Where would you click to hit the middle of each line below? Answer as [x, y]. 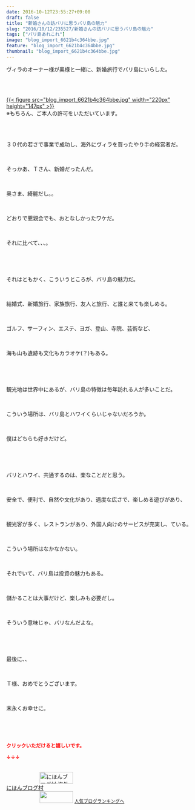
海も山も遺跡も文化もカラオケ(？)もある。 [59, 353]
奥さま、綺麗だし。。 [31, 193]
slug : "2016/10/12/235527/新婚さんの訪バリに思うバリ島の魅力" [80, 29]
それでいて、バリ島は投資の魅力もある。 [57, 573]
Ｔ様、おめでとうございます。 [43, 683]
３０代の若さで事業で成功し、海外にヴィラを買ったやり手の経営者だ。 [94, 144]
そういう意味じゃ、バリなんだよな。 [51, 622]
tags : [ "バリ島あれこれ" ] [36, 35]
